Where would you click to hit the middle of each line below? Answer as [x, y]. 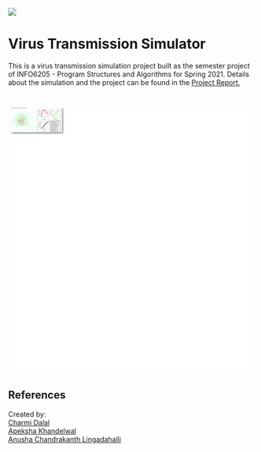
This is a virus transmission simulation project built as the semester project [129, 65]
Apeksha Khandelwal [42, 431]
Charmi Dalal [29, 422]
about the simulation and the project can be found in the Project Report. [124, 82]
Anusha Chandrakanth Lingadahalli [65, 439]
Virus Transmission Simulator [107, 44]
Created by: [27, 414]
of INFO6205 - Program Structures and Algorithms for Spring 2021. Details [129, 74]
